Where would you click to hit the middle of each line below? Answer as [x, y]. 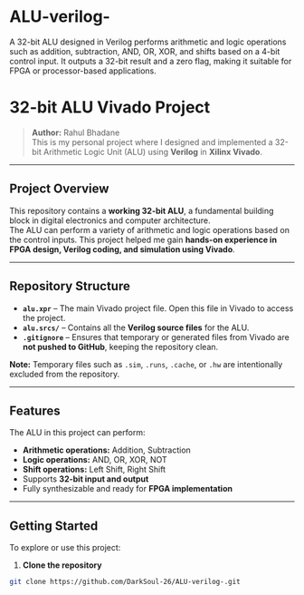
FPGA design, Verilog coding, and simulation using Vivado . [122, 249]
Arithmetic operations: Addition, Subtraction [107, 450]
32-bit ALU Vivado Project [110, 107]
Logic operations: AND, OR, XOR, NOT [95, 460]
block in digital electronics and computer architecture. [110, 220]
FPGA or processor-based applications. [83, 71]
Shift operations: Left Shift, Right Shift [94, 470]
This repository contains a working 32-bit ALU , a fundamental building [142, 210]
